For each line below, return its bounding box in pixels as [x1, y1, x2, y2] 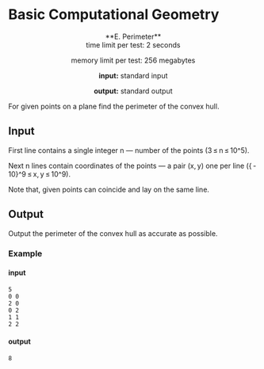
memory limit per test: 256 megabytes [71, 55, 196, 65]
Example [8, 248, 43, 259]
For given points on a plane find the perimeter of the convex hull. [8, 101, 220, 111]
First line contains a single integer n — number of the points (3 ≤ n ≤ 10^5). [8, 145, 250, 155]
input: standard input [98, 70, 168, 80]
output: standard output [94, 86, 173, 96]
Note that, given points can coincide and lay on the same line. [8, 184, 210, 194]
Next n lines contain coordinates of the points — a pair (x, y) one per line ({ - [8, 161, 257, 170]
